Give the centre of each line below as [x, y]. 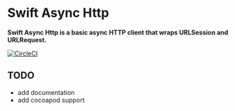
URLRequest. [27, 39]
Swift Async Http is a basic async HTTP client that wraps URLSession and [118, 32]
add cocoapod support [51, 100]
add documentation [46, 92]
